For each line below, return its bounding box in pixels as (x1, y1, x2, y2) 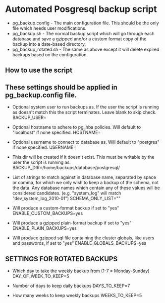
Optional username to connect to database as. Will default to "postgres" (12, 139, 160, 145)
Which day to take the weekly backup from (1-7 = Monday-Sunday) (12, 268, 150, 274)
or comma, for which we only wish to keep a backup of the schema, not (12, 180, 159, 186)
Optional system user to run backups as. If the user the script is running (12, 104, 159, 110)
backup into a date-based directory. (12, 41, 86, 47)
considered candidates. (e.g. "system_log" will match (12, 190, 121, 196)
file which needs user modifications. (12, 25, 87, 31)
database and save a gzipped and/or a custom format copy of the (12, 36, 147, 42)
